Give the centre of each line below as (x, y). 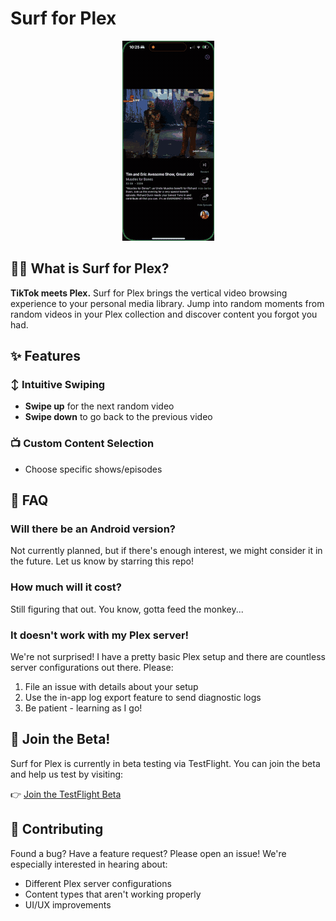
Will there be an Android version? (93, 529)
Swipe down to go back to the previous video (118, 417)
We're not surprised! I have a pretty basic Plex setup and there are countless (168, 657)
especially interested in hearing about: (89, 864)
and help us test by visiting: (67, 774)
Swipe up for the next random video (99, 406)
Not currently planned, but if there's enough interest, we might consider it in (166, 551)
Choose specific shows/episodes (93, 469)
